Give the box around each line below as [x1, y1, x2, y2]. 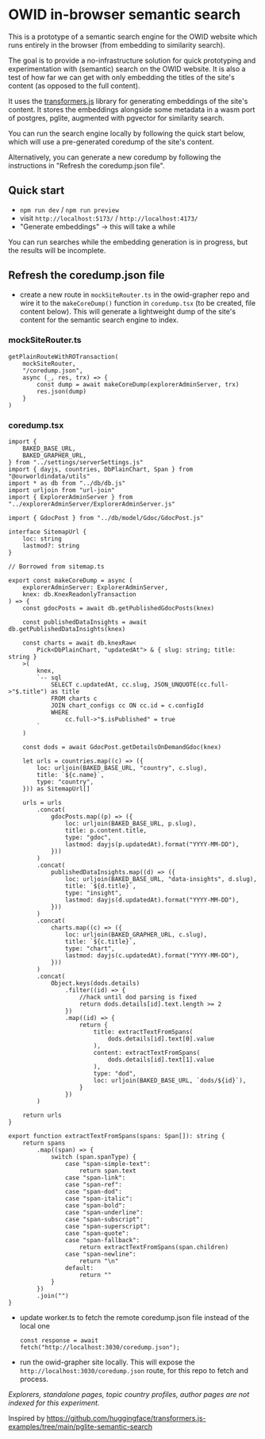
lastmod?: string [22, 542, 80, 550]
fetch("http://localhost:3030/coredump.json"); [19, 1344, 180, 1352]
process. [19, 1375, 49, 1384]
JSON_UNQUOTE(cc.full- [153, 681, 229, 689]
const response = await [19, 1337, 99, 1345]
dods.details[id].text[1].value [107, 1056, 215, 1064]
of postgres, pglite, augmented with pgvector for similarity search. [8, 113, 225, 122]
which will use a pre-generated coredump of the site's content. [8, 137, 214, 146]
